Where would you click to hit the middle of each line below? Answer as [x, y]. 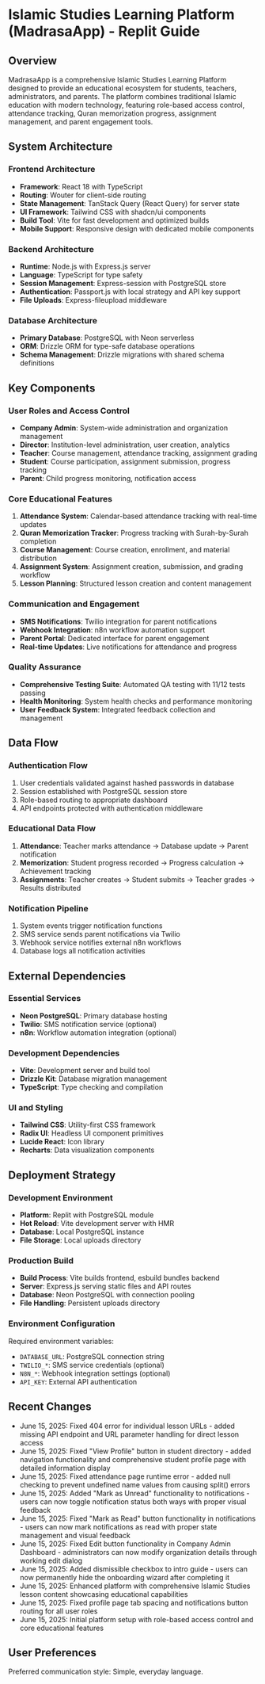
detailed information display [65, 1468]
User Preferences [52, 1653]
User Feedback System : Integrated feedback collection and [117, 709]
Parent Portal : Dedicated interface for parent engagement [114, 638]
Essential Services [45, 999]
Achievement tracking [55, 871]
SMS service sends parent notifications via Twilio [100, 934]
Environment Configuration [62, 1323]
